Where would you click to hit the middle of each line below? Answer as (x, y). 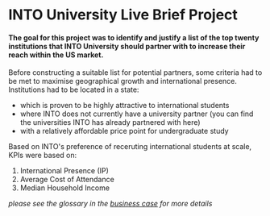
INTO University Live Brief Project (123, 15)
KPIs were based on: (43, 156)
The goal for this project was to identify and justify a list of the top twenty (134, 37)
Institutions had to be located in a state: (74, 89)
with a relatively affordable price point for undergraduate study (124, 131)
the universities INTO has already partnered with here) (110, 123)
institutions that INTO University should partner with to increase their (127, 46)
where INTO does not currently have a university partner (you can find (137, 114)
